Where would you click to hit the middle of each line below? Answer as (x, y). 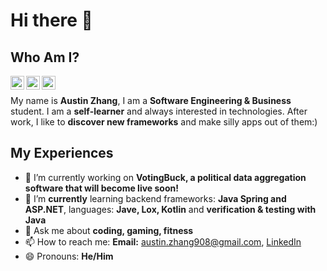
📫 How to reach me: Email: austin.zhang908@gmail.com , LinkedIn (163, 241)
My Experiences (62, 153)
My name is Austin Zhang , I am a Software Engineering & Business (151, 100)
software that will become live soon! (101, 188)
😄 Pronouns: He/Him (69, 256)
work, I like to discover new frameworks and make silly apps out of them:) (164, 122)
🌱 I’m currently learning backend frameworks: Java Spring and (155, 198)
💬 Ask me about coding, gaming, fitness (109, 230)
